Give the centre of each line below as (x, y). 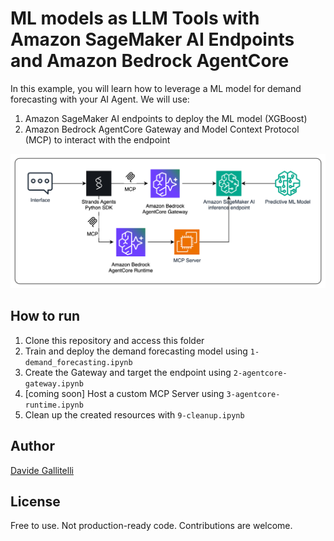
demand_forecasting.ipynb (78, 362)
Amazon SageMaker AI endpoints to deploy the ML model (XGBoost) (166, 118)
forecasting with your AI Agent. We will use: (100, 99)
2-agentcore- (260, 373)
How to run (45, 316)
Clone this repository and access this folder (114, 340)
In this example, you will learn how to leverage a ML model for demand (156, 88)
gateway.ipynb (54, 383)
